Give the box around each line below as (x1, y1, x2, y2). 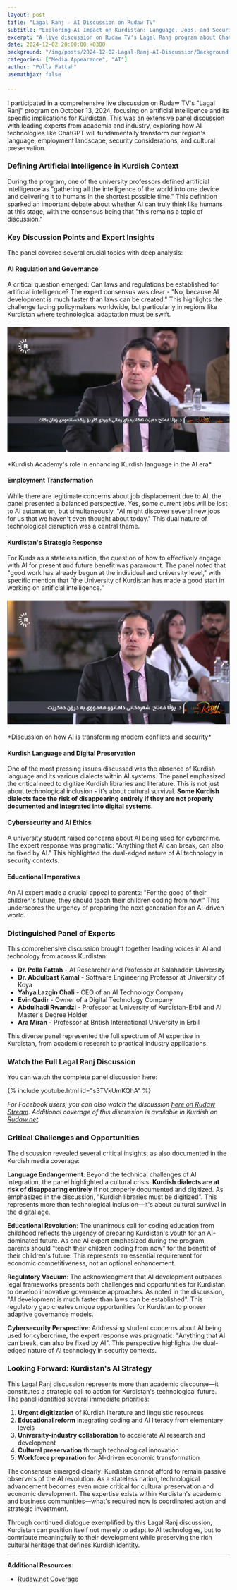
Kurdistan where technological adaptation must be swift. (7, 311, 171, 319)
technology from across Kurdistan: (7, 951, 108, 960)
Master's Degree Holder (17, 1010, 88, 1019)
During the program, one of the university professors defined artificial (7, 177, 210, 186)
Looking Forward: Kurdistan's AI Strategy (7, 1363, 152, 1373)
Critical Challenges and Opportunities (7, 1133, 140, 1143)
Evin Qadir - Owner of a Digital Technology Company (17, 995, 174, 1004)
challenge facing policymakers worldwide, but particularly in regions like (7, 303, 218, 311)
